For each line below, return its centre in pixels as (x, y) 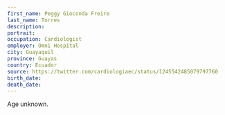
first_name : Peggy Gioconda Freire (58, 14)
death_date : (24, 85)
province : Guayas (32, 59)
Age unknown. (28, 104)
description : (26, 26)
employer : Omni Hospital (43, 46)
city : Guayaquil (30, 53)
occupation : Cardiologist (44, 39)
